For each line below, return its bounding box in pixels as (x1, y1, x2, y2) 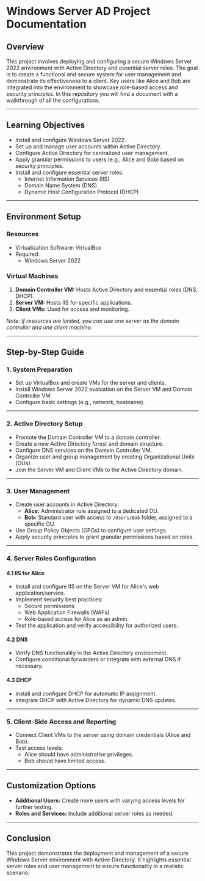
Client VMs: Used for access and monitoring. (15, 305, 130, 313)
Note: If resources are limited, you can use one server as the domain (6, 317, 179, 324)
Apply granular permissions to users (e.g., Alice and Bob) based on (15, 156, 184, 163)
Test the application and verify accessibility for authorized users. (15, 622, 179, 629)
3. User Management (6, 487, 70, 495)
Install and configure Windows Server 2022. (15, 136, 126, 143)
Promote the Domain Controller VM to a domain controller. (15, 433, 162, 441)
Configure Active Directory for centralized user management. (15, 149, 170, 156)
